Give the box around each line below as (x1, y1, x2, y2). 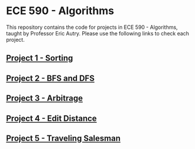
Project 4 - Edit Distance (6, 113, 97, 123)
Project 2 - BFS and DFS (6, 73, 95, 83)
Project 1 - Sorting (6, 53, 73, 63)
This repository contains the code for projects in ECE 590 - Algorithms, (6, 24, 178, 31)
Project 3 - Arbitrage (6, 93, 83, 104)
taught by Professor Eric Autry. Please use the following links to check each (6, 29, 190, 37)
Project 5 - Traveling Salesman (6, 133, 121, 143)
